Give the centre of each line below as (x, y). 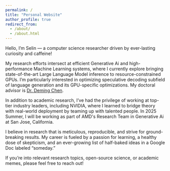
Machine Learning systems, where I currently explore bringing (99, 69)
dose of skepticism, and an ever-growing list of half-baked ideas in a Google (85, 142)
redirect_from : (21, 24)
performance (19, 69)
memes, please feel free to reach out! (44, 163)
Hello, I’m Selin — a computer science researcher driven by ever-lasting (80, 48)
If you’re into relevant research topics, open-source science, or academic (82, 158)
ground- (155, 132)
